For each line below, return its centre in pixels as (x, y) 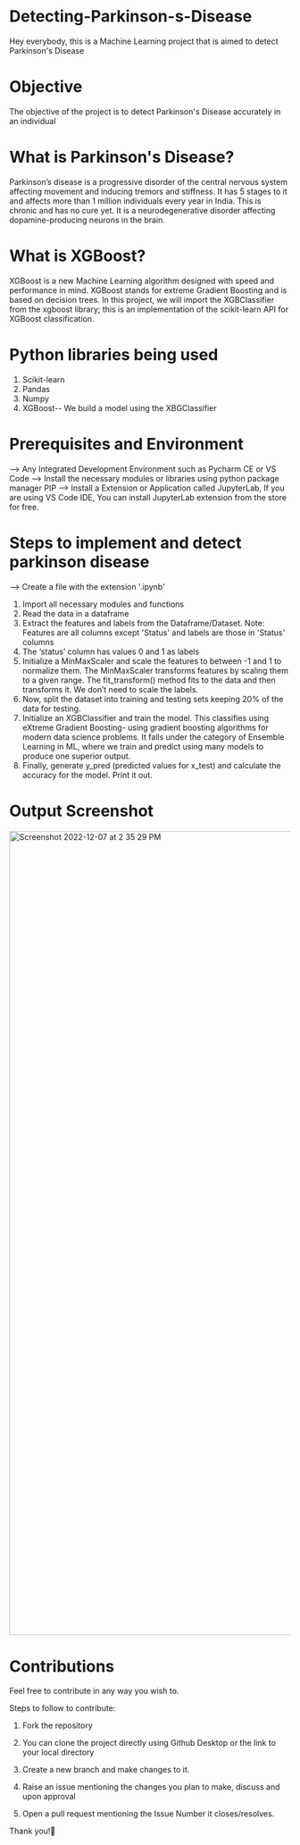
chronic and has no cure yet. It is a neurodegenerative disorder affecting (142, 210)
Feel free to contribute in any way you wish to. (94, 1691)
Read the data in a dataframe (75, 613)
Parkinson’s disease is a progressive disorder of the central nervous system (149, 181)
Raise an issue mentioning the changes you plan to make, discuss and (151, 1787)
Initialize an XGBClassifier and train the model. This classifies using (146, 717)
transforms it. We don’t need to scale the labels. (110, 689)
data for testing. (51, 709)
